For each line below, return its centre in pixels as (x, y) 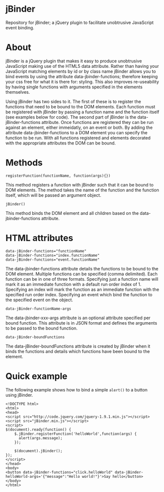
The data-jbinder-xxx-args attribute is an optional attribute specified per (78, 318)
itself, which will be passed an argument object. (53, 195)
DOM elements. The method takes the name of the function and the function (82, 190)
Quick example (37, 376)
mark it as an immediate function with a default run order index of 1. (73, 284)
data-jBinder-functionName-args (38, 308)
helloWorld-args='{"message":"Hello (43, 476)
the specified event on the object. (39, 300)
